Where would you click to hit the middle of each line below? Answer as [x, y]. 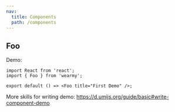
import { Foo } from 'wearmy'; [44, 76]
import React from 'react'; [41, 71]
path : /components [34, 22]
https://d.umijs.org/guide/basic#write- [122, 97]
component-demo [28, 103]
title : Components [34, 17]
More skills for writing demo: [41, 97]
